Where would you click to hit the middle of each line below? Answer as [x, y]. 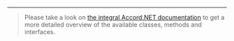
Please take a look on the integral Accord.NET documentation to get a [124, 17]
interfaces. [40, 32]
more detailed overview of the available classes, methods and [113, 25]
